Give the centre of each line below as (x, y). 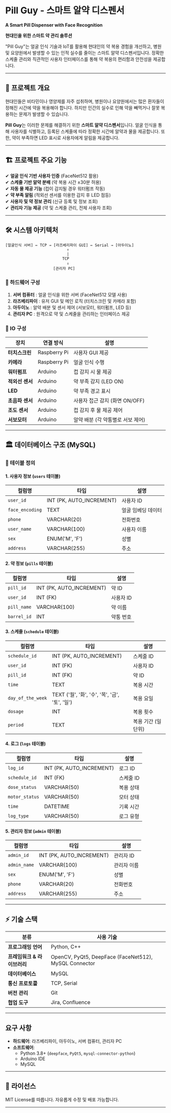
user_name (20, 529)
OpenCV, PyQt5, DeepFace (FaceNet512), (102, 957)
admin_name (21, 865)
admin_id (18, 855)
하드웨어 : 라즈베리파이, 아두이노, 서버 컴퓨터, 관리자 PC (67, 1041)
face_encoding (25, 510)
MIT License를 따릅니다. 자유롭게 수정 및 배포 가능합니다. (62, 1099)
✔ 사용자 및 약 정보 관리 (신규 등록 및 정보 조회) (52, 201)
